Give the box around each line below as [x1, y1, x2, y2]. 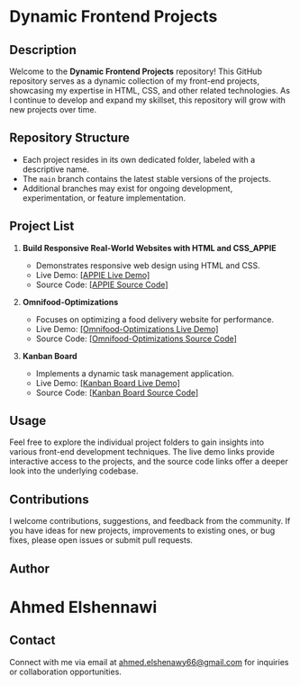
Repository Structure [9, 131, 131, 146]
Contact [9, 633, 56, 648]
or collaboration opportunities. [9, 666, 122, 677]
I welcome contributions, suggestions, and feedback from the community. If [9, 516, 291, 527]
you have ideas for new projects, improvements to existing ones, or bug [9, 525, 276, 537]
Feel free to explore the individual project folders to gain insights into [9, 437, 264, 447]
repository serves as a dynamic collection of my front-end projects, [9, 76, 259, 86]
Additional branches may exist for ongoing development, [22, 183, 233, 194]
